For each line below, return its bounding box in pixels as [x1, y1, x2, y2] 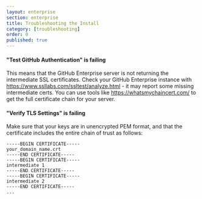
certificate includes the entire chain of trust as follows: [6, 129, 143, 137]
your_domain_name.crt [6, 147, 61, 153]
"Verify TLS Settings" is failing [6, 109, 86, 116]
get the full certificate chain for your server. [6, 96, 116, 103]
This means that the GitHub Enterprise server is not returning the [6, 69, 169, 77]
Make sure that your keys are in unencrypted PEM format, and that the [6, 123, 183, 130]
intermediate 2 [6, 178, 45, 184]
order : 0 [6, 32, 29, 38]
